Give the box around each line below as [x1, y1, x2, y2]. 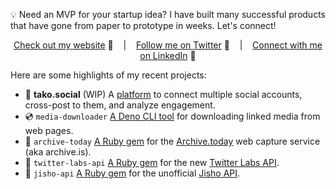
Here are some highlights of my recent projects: [10, 69, 207, 81]
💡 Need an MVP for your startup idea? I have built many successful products [10, 9, 326, 20]
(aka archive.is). [24, 146, 92, 158]
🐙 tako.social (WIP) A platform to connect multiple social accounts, [24, 89, 303, 100]
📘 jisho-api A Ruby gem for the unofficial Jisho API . [24, 167, 241, 179]
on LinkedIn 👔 [139, 50, 197, 61]
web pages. [24, 125, 74, 136]
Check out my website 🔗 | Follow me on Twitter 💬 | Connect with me [13, 39, 323, 51]
